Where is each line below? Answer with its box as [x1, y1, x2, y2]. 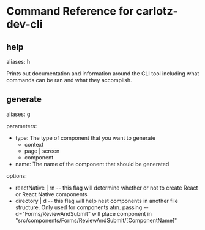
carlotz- [136, 4, 179, 18]
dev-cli [6, 17, 43, 31]
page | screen [24, 147, 60, 155]
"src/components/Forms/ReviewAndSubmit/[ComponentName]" [15, 217, 177, 224]
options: [6, 172, 28, 179]
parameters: [6, 122, 37, 129]
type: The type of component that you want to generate [15, 134, 156, 142]
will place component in [91, 210, 152, 217]
